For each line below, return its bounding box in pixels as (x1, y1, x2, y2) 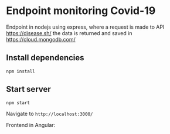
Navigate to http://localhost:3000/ (6, 110, 93, 117)
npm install (6, 68, 35, 74)
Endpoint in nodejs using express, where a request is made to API (6, 23, 165, 30)
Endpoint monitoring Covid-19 (6, 4, 156, 18)
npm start (6, 99, 30, 106)
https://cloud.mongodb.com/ (6, 36, 76, 43)
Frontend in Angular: (6, 121, 56, 128)
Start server (6, 84, 51, 94)
